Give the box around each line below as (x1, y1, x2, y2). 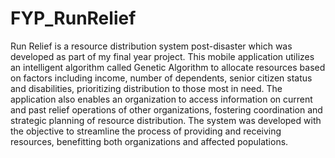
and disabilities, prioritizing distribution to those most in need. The (10, 82, 283, 94)
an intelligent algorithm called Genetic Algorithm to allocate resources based (10, 61, 326, 73)
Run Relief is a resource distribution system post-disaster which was (10, 40, 293, 52)
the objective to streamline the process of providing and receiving (10, 125, 282, 137)
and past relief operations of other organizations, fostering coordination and (10, 103, 323, 116)
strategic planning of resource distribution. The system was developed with (10, 114, 322, 126)
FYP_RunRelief (10, 7, 137, 30)
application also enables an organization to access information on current (10, 93, 313, 105)
